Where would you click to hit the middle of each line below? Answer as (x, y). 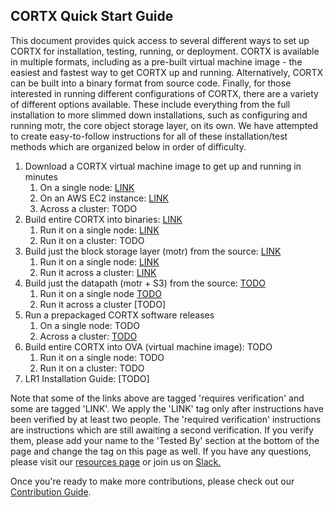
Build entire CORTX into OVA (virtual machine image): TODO (148, 346)
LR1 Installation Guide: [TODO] (87, 378)
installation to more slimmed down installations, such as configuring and (159, 115)
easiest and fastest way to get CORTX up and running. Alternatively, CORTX (166, 72)
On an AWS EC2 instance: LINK (104, 198)
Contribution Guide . (51, 491)
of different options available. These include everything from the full (150, 104)
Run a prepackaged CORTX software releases (119, 315)
